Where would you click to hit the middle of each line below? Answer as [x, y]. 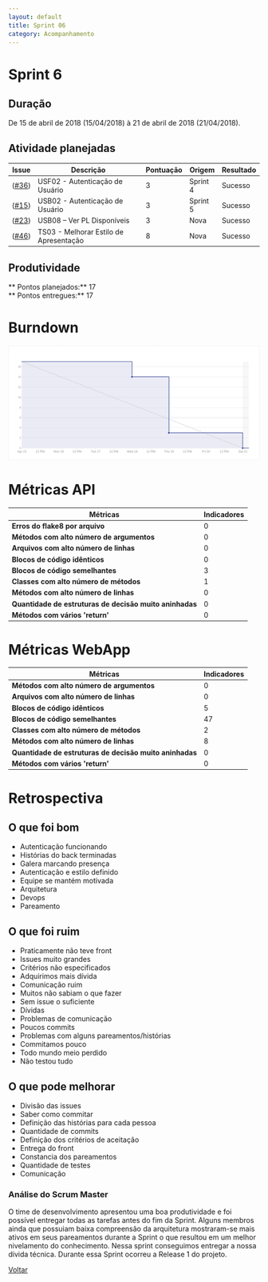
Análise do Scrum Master [58, 1194]
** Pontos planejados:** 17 [52, 287]
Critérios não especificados [65, 968]
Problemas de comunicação [66, 1019]
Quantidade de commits [59, 1132]
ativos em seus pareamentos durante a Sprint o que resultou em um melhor [132, 1237]
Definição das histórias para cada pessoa [88, 1123]
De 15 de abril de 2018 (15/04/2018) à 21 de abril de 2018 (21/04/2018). [124, 123]
